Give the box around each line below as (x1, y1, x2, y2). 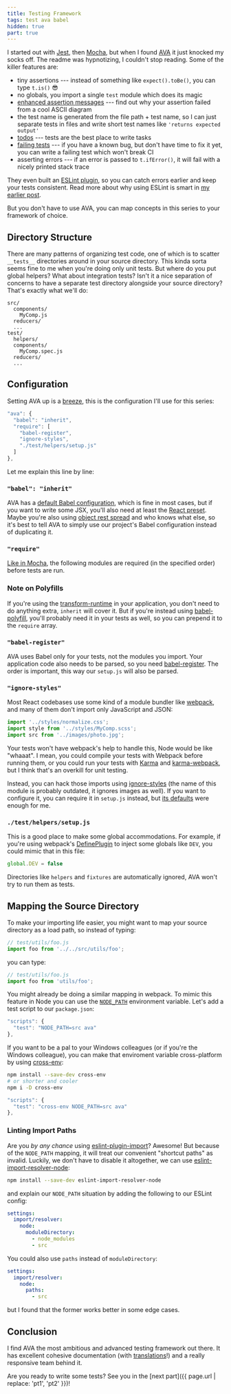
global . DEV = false (7, 861, 63, 868)
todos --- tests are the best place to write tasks (16, 134, 152, 142)
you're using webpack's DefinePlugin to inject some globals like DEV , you (7, 840, 213, 848)
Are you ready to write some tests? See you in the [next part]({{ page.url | (7, 1372, 216, 1380)
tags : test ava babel (7, 17, 69, 23)
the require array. (7, 621, 58, 629)
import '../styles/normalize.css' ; (7, 719, 109, 726)
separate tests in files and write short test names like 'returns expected (16, 120, 221, 128)
